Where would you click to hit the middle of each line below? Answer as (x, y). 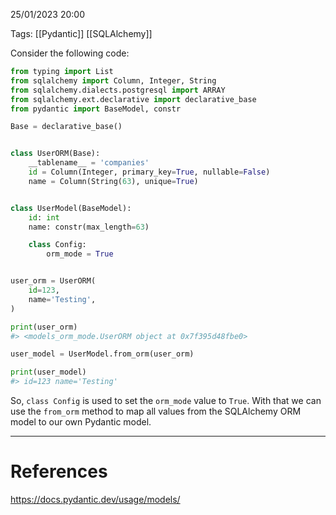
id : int (44, 217)
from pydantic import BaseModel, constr (96, 109)
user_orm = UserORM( (53, 281)
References (59, 471)
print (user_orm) (44, 327)
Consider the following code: (70, 53)
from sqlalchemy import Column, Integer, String (113, 80)
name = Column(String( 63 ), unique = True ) (113, 181)
